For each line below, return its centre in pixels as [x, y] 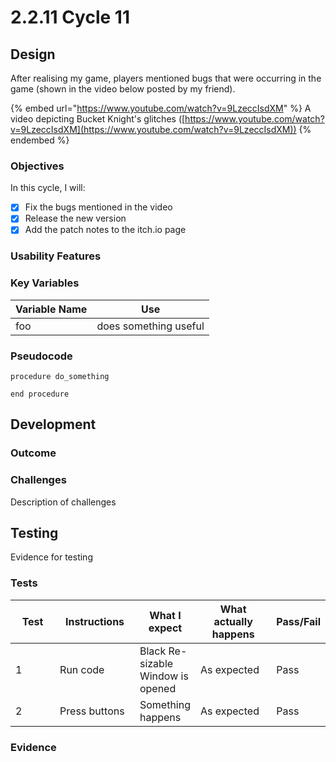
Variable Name [51, 309]
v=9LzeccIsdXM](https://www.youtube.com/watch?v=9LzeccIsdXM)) [153, 129]
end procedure [40, 394]
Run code [82, 669]
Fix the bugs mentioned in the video [98, 207]
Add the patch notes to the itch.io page [105, 230]
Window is [164, 676]
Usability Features [56, 256]
